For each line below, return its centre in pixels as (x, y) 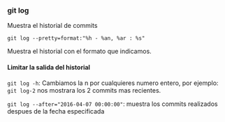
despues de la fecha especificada (56, 111)
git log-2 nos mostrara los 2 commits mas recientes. (84, 90)
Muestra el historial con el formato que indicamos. (79, 52)
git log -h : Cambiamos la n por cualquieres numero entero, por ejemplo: (113, 83)
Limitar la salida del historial (49, 67)
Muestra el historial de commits (52, 26)
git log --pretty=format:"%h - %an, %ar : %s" (76, 38)
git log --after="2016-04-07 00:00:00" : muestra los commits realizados (112, 104)
